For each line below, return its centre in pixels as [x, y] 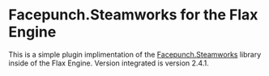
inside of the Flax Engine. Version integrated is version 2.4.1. [109, 63]
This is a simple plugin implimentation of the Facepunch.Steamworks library [135, 54]
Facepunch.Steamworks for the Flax [133, 15]
